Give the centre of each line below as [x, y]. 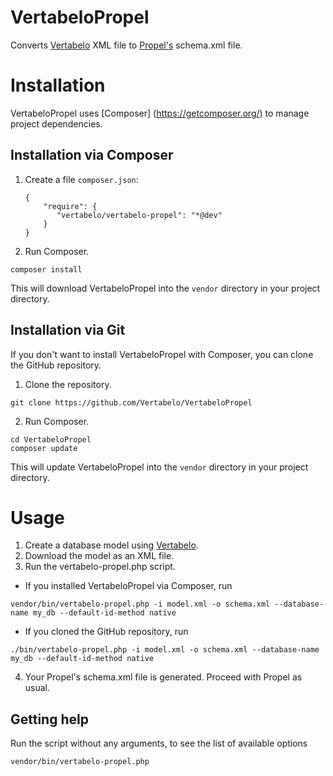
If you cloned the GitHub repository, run [106, 632]
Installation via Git [68, 330]
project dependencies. [56, 123]
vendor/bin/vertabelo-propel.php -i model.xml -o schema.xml [140, 604]
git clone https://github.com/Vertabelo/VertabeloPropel [131, 402]
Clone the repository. [68, 384]
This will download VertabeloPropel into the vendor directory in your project [165, 288]
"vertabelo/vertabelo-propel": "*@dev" [139, 215]
